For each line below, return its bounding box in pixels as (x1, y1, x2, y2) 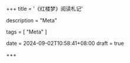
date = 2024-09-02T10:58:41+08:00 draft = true (6, 40, 124, 47)
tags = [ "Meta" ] (6, 28, 47, 35)
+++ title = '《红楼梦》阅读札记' (6, 5, 83, 12)
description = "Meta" (6, 17, 57, 24)
